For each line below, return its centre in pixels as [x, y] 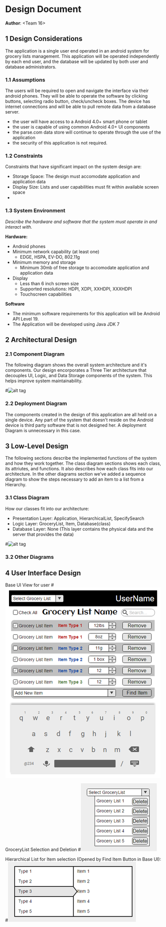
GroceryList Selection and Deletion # [43, 849]
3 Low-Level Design [37, 446]
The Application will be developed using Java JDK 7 [66, 324]
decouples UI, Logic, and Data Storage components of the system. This [79, 376]
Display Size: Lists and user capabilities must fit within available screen [85, 187]
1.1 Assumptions [25, 80]
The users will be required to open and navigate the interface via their [77, 91]
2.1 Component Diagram [35, 354]
